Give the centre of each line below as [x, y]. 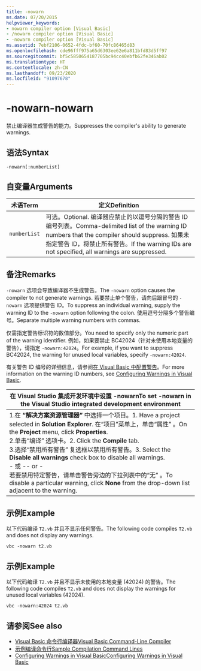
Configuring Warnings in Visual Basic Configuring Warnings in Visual [99, 655]
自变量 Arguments [39, 187]
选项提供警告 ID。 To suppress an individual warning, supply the [102, 305]
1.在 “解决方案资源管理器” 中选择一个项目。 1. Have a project [95, 415]
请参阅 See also [34, 626]
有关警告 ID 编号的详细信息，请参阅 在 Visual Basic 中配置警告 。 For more [95, 367]
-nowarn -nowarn [50, 108]
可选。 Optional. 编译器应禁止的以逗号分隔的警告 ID [117, 216]
